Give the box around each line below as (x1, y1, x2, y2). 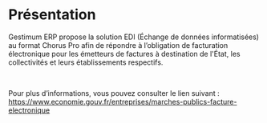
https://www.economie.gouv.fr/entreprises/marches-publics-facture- (8, 97, 237, 106)
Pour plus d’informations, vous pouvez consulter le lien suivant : (8, 88, 220, 97)
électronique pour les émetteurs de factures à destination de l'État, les (8, 49, 241, 58)
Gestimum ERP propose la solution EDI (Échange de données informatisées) (8, 32, 259, 42)
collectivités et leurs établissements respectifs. (8, 58, 164, 67)
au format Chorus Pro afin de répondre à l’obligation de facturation (8, 40, 229, 50)
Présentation (8, 6, 96, 24)
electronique (8, 105, 51, 115)
